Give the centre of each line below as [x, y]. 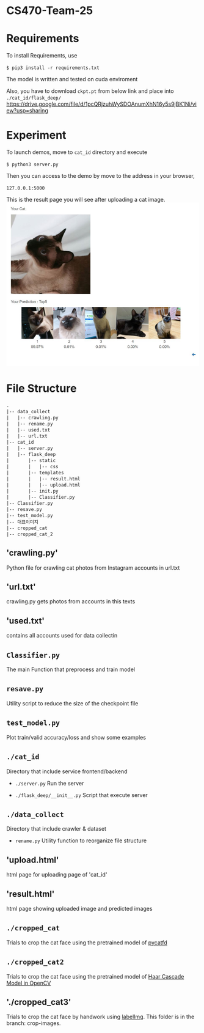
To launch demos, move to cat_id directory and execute [77, 152]
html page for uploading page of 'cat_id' [57, 875]
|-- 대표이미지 [22, 522]
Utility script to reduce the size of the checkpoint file [72, 703]
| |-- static [31, 460]
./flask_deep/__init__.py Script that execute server [81, 795]
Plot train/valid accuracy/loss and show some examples [76, 737]
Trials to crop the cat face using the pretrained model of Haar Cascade [95, 976]
